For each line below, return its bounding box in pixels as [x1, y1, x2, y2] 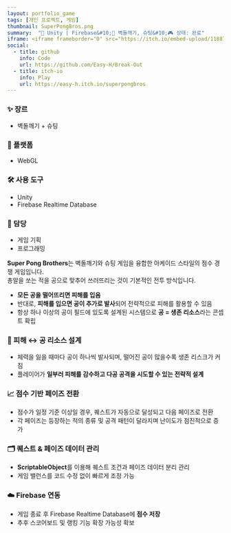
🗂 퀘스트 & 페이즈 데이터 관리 [7, 443, 100, 453]
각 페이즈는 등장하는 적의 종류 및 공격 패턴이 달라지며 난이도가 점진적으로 [16, 417, 212, 425]
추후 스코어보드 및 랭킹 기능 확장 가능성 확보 [16, 518, 135, 527]
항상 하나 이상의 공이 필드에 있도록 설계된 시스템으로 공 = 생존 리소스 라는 [16, 308, 212, 317]
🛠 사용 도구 [7, 175, 44, 185]
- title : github [13, 49, 60, 56]
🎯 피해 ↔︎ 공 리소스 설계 [7, 335, 82, 345]
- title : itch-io [13, 67, 63, 74]
